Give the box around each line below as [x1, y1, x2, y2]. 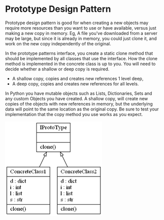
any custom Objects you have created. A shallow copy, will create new [5, 95, 148, 102]
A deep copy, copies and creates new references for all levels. [12, 80, 139, 87]
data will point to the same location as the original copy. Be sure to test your [5, 106, 159, 112]
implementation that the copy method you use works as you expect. [5, 111, 143, 117]
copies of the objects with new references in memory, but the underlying [5, 101, 153, 107]
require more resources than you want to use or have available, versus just [5, 25, 157, 31]
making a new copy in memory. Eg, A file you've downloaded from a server [5, 30, 158, 36]
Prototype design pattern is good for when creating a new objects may [5, 20, 149, 26]
